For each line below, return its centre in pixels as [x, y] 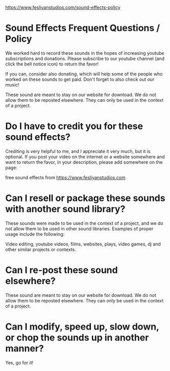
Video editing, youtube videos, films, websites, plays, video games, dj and [83, 244]
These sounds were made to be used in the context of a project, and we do [84, 223]
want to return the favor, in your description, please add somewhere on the [84, 162]
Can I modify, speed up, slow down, [82, 326]
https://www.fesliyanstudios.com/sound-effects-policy [63, 7]
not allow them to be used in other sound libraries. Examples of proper [79, 228]
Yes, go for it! [19, 362]
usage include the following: [35, 234]
